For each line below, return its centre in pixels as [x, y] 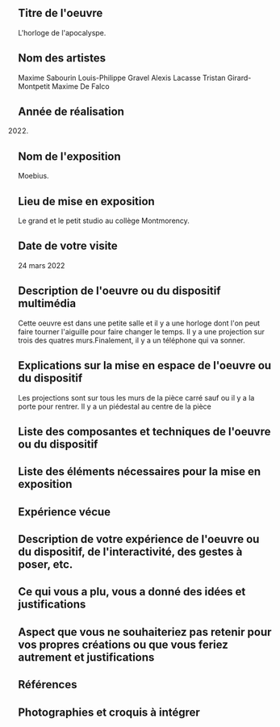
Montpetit [34, 86]
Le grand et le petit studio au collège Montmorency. [104, 221]
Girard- [239, 78]
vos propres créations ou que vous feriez [123, 644]
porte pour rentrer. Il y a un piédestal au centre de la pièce [115, 406]
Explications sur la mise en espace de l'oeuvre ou [145, 366]
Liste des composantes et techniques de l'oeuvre [144, 431]
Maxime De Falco [81, 86]
